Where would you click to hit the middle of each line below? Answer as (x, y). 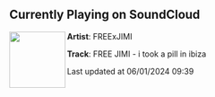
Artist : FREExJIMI (99, 36)
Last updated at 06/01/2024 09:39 (130, 71)
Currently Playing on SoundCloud (105, 15)
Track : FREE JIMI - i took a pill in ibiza (137, 54)
